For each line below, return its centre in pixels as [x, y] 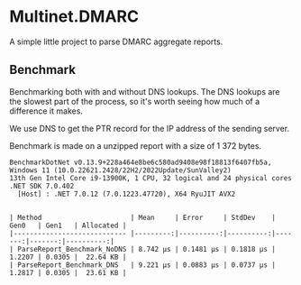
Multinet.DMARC [74, 17]
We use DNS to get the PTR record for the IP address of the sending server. [150, 128]
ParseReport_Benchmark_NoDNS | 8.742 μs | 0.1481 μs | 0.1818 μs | [147, 249]
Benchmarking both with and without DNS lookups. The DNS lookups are [145, 91]
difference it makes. [46, 111]
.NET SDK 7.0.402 [42, 186]
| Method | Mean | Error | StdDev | [143, 217]
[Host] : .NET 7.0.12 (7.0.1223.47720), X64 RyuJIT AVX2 [127, 194]
